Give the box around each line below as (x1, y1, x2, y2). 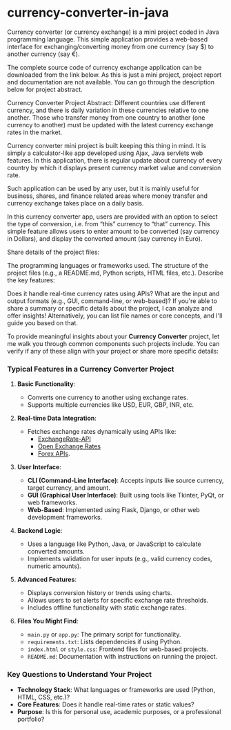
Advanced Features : (17, 576, 77, 584)
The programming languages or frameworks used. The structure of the (7, 261, 209, 269)
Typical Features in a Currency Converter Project (7, 364, 174, 374)
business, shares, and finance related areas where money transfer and (7, 192, 208, 200)
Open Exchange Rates (37, 442, 101, 450)
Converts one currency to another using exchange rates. (27, 393, 188, 402)
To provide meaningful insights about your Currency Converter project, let (7, 332, 219, 340)
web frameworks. (27, 498, 78, 507)
